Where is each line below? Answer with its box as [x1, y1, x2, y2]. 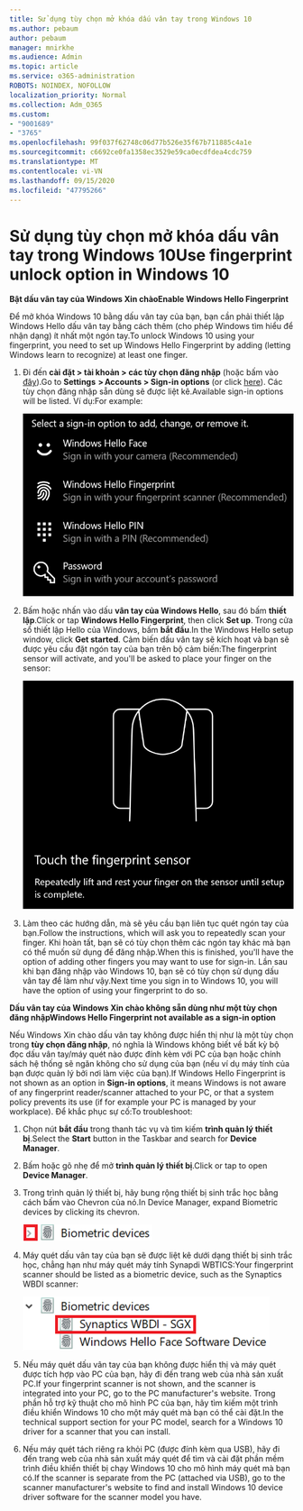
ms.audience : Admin [9, 52, 83, 62]
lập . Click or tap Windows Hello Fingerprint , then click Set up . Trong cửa [22, 614, 293, 626]
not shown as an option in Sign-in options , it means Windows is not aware [9, 1077, 287, 1088]
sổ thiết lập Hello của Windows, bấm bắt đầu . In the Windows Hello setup [22, 624, 294, 635]
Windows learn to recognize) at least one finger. [9, 350, 188, 361]
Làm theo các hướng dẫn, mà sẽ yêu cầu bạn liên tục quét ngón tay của [22, 918, 289, 929]
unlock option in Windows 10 [9, 264, 230, 284]
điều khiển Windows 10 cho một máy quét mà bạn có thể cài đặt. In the [22, 1406, 284, 1417]
